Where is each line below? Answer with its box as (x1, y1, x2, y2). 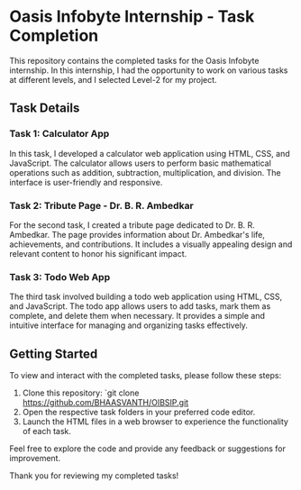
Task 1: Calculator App (9, 128, 110, 141)
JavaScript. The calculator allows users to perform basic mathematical (9, 158, 272, 168)
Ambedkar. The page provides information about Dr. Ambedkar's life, (9, 229, 266, 240)
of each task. (22, 426, 72, 437)
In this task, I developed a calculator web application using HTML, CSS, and (9, 148, 290, 159)
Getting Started (9, 346, 98, 361)
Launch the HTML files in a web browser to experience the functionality (22, 416, 288, 427)
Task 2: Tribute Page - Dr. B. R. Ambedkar (9, 199, 194, 212)
